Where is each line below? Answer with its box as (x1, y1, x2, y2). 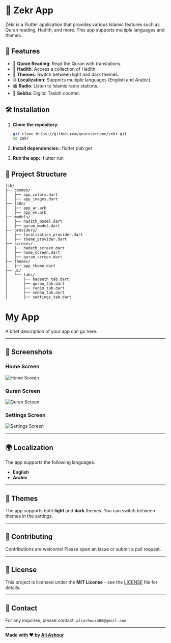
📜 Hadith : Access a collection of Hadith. (12, 66, 97, 72)
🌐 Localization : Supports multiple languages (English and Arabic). (12, 76, 152, 83)
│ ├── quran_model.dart (5, 223, 60, 228)
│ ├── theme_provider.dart (5, 237, 67, 242)
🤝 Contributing (5, 533, 53, 541)
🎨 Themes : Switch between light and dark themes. (12, 71, 120, 77)
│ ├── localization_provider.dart (5, 232, 83, 238)
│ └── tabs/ (5, 272, 36, 278)
